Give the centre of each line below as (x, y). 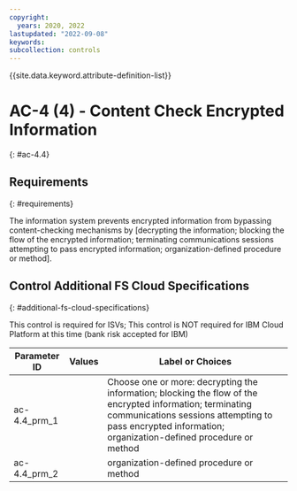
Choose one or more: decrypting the (183, 381)
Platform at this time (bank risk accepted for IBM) (99, 334)
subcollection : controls (55, 50)
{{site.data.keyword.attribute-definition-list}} (91, 75)
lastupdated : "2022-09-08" (59, 34)
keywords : (27, 42)
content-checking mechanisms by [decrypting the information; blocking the (147, 230)
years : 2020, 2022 (51, 26)
